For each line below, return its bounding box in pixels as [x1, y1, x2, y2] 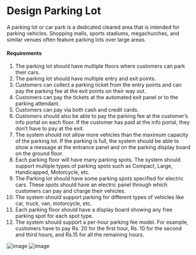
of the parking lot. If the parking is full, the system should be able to [15, 137, 180, 145]
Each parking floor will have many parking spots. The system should [15, 156, 181, 163]
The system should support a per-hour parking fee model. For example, [15, 219, 188, 226]
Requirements [6, 49, 42, 56]
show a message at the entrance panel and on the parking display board [15, 144, 191, 151]
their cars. [15, 69, 40, 76]
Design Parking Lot [6, 4, 102, 18]
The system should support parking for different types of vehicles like [15, 194, 184, 201]
